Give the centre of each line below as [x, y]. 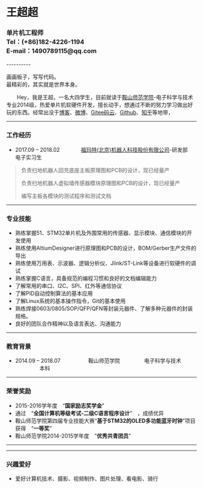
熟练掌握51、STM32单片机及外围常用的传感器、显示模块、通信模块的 [101, 233]
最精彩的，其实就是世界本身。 [43, 85]
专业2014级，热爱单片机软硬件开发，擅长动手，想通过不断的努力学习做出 [97, 105]
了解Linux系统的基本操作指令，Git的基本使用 [70, 301]
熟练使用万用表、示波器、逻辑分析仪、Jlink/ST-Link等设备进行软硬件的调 [105, 263]
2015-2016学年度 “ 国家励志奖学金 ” [60, 405]
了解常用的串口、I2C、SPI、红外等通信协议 [69, 286]
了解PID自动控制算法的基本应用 [54, 293]
